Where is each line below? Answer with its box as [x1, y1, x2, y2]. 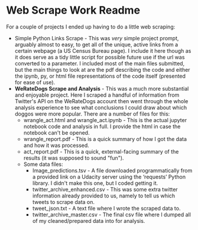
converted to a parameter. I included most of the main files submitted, [14, 60, 185, 67]
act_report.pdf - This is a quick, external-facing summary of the [23, 148, 179, 155]
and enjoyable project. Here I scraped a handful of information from [14, 91, 180, 98]
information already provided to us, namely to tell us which [32, 192, 176, 199]
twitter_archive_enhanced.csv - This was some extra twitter [32, 186, 178, 193]
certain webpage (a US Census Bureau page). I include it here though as [14, 47, 191, 54]
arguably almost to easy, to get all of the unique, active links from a [14, 41, 178, 48]
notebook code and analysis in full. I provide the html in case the [23, 123, 181, 130]
